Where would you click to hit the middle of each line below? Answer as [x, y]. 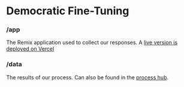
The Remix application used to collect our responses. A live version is [92, 42]
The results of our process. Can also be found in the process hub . [88, 77]
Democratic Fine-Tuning [68, 11]
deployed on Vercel [30, 49]
